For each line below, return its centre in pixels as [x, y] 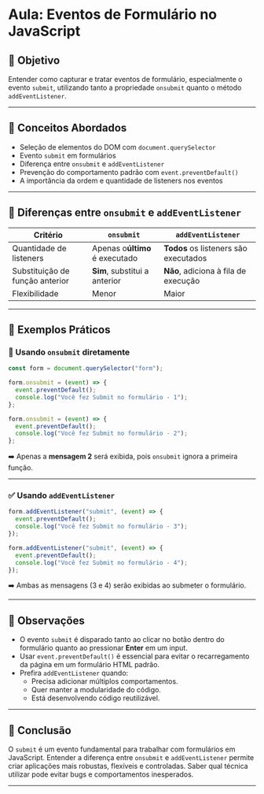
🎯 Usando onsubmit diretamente [69, 352]
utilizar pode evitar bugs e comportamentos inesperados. [101, 774]
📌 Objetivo [34, 60]
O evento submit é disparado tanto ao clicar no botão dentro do [122, 640]
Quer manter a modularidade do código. [96, 690]
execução [182, 280]
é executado [115, 258]
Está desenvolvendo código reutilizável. [95, 698]
